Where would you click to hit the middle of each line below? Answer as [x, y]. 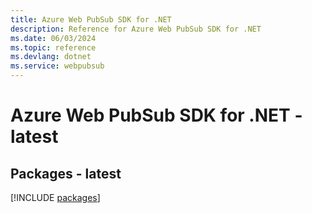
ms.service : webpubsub [57, 66]
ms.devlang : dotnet [51, 57]
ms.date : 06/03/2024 [53, 38]
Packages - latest [66, 173]
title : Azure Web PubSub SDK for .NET [91, 19]
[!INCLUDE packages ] [55, 197]
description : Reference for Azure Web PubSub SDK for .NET [136, 29]
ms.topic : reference [53, 47]
